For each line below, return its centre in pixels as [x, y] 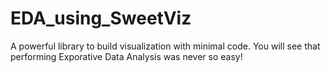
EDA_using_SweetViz [101, 18]
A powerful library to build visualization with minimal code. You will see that [165, 46]
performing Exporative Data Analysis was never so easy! [126, 56]
